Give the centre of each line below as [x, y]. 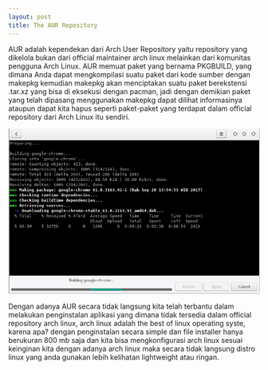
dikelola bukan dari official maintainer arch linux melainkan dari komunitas [130, 57]
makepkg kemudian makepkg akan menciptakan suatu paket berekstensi [128, 83]
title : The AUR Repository [53, 25]
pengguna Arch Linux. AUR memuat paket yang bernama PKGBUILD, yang [130, 66]
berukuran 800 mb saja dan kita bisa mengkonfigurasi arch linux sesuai [126, 340]
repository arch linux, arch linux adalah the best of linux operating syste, [127, 323]
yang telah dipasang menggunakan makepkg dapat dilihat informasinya [126, 100]
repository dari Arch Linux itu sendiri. [69, 116]
